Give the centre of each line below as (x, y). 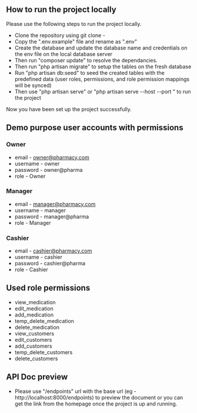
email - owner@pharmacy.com (52, 157)
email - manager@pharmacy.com (55, 204)
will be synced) (33, 85)
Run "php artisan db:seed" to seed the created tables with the (89, 72)
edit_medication (34, 308)
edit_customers (33, 339)
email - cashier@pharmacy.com (53, 251)
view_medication (35, 302)
